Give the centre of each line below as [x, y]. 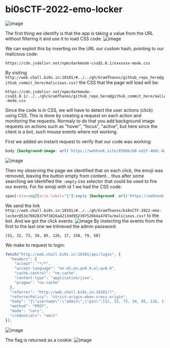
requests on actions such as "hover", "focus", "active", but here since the [81, 126]
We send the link [23, 205]
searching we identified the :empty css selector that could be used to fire [81, 181]
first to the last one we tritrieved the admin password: [61, 226]
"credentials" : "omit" [34, 316]
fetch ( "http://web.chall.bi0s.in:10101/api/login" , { [63, 254]
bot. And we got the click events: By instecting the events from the [84, 221]
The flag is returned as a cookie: [39, 340]
